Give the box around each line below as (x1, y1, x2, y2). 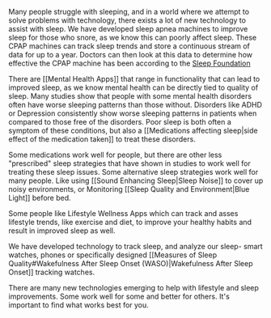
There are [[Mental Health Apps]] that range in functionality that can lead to (8, 74, 260, 83)
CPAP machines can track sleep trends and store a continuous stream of (8, 41, 251, 51)
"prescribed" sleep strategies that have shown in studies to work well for (8, 159, 251, 168)
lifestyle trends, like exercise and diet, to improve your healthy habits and (8, 218, 252, 227)
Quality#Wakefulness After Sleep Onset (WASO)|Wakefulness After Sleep (8, 259, 253, 268)
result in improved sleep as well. (8, 226, 116, 235)
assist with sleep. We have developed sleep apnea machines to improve (8, 24, 248, 33)
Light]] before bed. (8, 193, 71, 202)
